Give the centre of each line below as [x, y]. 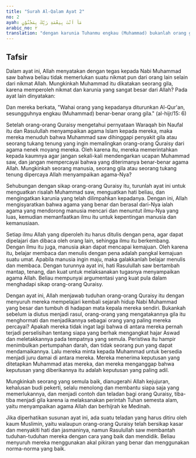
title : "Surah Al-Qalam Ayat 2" [45, 11]
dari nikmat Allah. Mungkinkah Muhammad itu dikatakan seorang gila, [90, 83]
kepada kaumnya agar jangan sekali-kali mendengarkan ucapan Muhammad [98, 156]
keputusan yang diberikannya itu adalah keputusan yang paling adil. [87, 370]
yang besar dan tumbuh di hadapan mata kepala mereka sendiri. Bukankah [96, 308]
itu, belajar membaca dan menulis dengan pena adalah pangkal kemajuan [94, 253]
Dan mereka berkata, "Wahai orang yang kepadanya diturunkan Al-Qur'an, [95, 107]
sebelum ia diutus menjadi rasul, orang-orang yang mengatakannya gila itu [96, 314]
